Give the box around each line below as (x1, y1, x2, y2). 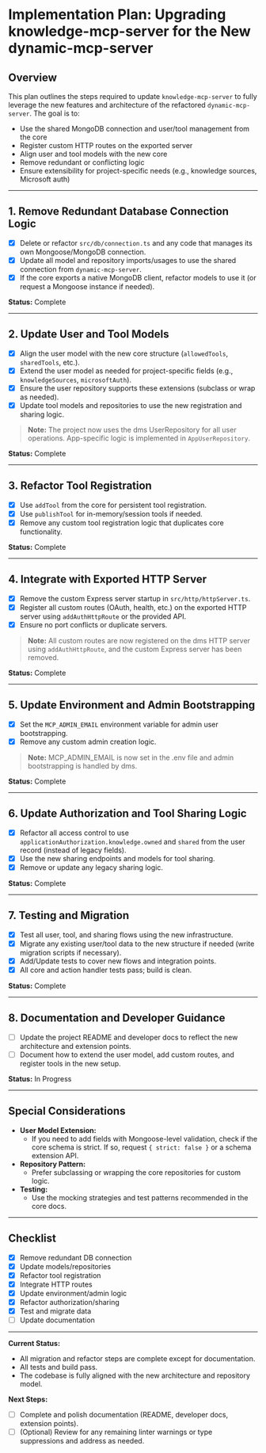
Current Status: (8, 1339, 61, 1348)
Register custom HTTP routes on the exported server (19, 141, 193, 150)
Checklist (8, 1232, 57, 1245)
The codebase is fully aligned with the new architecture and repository (19, 1371, 251, 1380)
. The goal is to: (28, 109, 81, 118)
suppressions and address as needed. (19, 1436, 145, 1446)
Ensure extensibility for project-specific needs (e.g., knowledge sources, (19, 166, 257, 175)
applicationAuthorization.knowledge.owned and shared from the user (19, 837, 245, 846)
